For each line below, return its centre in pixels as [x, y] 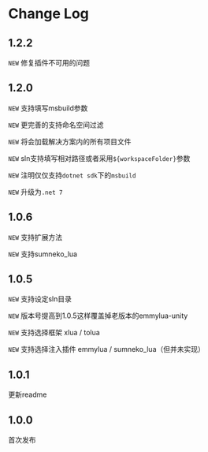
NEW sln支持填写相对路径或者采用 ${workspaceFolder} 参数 [99, 158]
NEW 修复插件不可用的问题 [49, 63]
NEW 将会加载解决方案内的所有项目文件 [70, 141]
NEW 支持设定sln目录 [40, 299]
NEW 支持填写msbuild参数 [48, 108]
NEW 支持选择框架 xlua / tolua [54, 333]
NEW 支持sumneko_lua [43, 254]
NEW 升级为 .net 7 [35, 192]
